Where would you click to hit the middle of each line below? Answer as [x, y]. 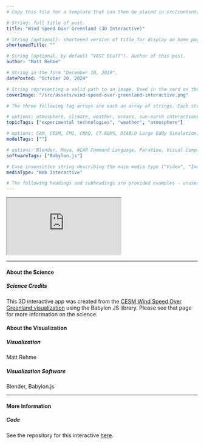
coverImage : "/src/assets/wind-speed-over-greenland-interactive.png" [97, 95]
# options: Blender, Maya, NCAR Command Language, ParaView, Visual [95, 150]
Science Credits [27, 286]
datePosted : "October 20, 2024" [47, 78]
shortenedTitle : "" [31, 45]
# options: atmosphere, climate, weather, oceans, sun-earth [85, 117]
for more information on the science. [52, 314]
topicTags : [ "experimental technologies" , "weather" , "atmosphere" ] [95, 123]
